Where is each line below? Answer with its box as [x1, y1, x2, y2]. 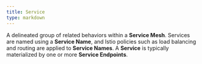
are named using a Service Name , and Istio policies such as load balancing [6, 38, 196, 45]
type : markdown [6, 15, 45, 21]
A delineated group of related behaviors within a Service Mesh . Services [6, 31, 190, 38]
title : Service [6, 9, 45, 15]
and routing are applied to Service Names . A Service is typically [6, 44, 170, 52]
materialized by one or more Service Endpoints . [6, 51, 129, 58]
